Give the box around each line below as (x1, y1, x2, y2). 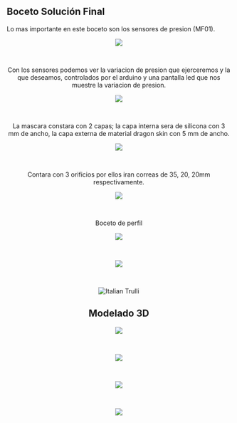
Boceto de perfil (95, 219, 143, 227)
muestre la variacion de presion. (71, 80, 167, 89)
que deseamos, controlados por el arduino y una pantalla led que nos (16, 73, 221, 81)
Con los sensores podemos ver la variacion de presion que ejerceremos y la (7, 66, 231, 74)
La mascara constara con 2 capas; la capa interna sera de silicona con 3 (12, 121, 226, 130)
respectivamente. (93, 177, 145, 186)
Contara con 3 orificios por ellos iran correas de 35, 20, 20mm (27, 170, 211, 179)
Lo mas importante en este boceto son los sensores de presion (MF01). (6, 24, 216, 33)
